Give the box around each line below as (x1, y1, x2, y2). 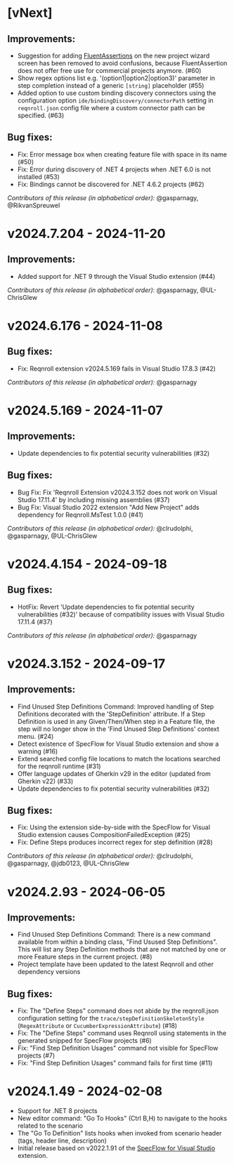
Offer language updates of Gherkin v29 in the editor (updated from (17, 769, 211, 777)
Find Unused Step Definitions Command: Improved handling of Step (17, 702, 214, 711)
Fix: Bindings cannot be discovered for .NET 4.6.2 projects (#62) (17, 180, 205, 188)
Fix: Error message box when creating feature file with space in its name (17, 150, 227, 159)
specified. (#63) (17, 111, 65, 119)
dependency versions (17, 968, 81, 976)
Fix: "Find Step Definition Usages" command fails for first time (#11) (17, 1059, 213, 1067)
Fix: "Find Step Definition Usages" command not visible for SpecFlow (17, 1044, 219, 1053)
